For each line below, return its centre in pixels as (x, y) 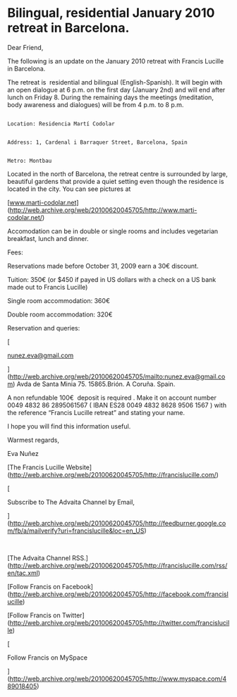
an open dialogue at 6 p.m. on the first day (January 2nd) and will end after (116, 90)
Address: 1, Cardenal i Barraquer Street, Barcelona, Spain (98, 142)
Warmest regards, (34, 440)
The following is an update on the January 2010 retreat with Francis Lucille (116, 61)
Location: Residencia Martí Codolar (61, 124)
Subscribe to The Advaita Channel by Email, (71, 502)
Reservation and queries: (44, 328)
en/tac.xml (23, 573)
